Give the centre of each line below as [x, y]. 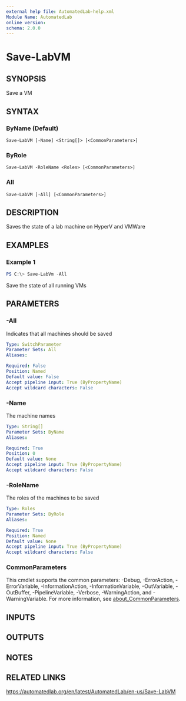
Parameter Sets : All [31, 350]
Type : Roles [21, 509]
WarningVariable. [27, 599]
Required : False [26, 366]
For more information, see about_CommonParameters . [115, 599]
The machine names [31, 415]
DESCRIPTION [32, 212]
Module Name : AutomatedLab [39, 17]
